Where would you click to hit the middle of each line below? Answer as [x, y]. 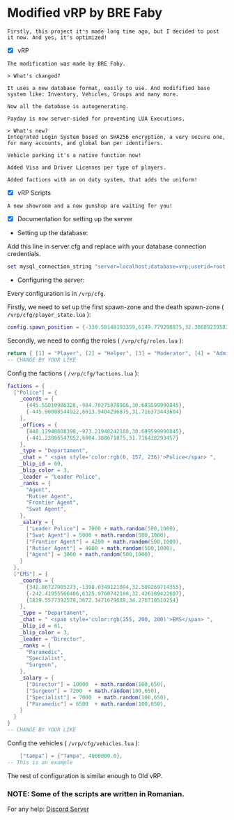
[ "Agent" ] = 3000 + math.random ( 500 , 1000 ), [90, 555]
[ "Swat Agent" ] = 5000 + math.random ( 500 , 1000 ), [97, 535]
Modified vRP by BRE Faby [85, 13]
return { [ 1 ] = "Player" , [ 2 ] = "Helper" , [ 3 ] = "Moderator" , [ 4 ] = [109, 353]
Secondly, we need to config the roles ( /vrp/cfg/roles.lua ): [95, 341]
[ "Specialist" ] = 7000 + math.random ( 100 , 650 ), [97, 697]
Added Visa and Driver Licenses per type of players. [87, 167]
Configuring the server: [51, 280]
